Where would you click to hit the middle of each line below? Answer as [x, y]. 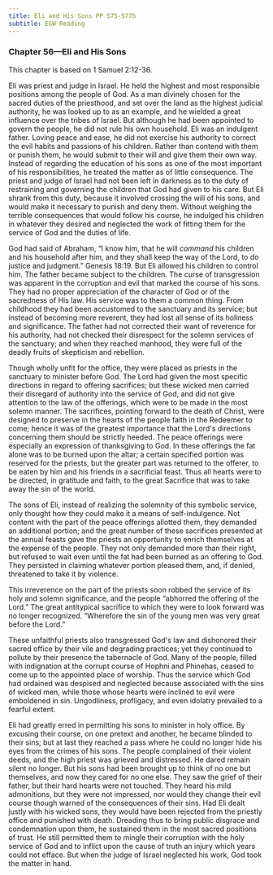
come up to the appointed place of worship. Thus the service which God [130, 674]
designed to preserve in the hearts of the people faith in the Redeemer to [131, 419]
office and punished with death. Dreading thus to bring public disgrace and [134, 820]
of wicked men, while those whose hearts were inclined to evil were [122, 692]
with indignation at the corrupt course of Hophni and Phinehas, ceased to [131, 666]
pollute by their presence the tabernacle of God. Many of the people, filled [133, 657]
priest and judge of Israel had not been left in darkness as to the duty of [129, 181]
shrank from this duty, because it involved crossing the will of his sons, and [134, 198]
